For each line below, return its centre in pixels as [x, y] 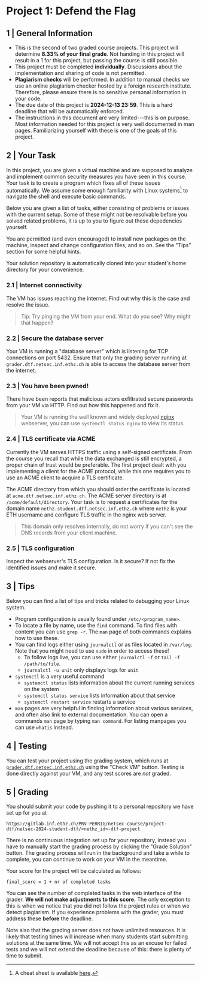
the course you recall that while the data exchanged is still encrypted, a [94, 458]
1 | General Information [49, 33]
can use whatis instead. [44, 727]
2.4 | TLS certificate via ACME [51, 439]
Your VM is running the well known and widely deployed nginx [98, 417]
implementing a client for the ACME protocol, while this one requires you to [99, 471]
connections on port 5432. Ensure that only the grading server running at [96, 358]
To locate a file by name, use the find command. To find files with [96, 625]
